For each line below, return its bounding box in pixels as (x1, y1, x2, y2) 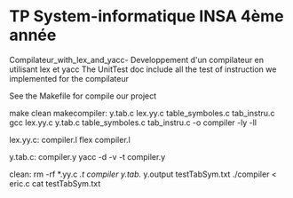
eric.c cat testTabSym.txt (9, 178, 101, 188)
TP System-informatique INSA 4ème (9, 6, 284, 27)
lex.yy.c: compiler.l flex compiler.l (9, 134, 131, 145)
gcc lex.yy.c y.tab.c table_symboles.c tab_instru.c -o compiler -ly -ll (9, 117, 257, 128)
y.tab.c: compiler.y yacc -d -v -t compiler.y (9, 151, 166, 162)
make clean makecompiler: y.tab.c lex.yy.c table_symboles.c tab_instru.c (9, 107, 275, 118)
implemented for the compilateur (9, 73, 129, 83)
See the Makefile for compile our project (9, 91, 157, 101)
